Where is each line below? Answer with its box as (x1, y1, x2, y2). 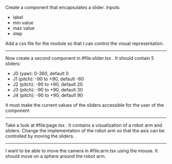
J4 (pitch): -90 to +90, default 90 (12, 92, 83, 98)
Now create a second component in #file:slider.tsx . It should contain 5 (5, 55, 155, 61)
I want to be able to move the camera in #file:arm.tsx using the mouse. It (5, 148, 158, 154)
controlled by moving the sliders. (5, 133, 75, 139)
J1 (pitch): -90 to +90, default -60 (12, 76, 84, 82)
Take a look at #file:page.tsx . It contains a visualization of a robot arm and (5, 122, 162, 128)
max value (12, 25, 35, 31)
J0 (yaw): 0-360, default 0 (12, 71, 69, 76)
